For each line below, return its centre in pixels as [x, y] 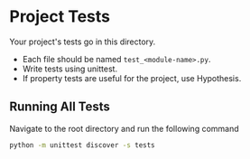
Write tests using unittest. [70, 69]
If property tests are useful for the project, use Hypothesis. [132, 78]
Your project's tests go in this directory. [83, 42]
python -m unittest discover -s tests [82, 145]
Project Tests [60, 17]
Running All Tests [60, 107]
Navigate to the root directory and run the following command [124, 128]
